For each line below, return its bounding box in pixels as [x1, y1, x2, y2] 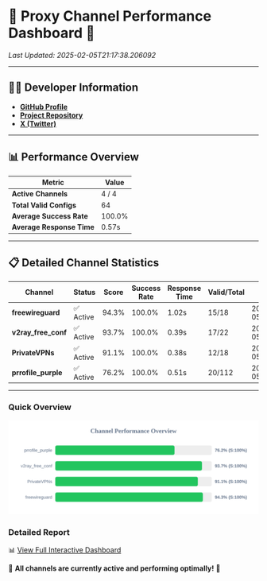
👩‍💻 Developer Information [8, 81, 139, 95]
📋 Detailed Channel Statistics [8, 256, 160, 269]
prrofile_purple [11, 367, 63, 377]
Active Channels [11, 189, 68, 199]
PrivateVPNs [11, 347, 55, 357]
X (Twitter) [19, 118, 57, 128]
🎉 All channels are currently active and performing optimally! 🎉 [8, 564, 221, 573]
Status [73, 288, 96, 297]
